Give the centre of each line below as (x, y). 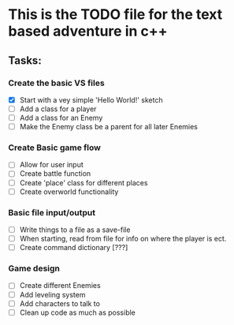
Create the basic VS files (56, 83)
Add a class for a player (58, 109)
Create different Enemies (60, 286)
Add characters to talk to (60, 303)
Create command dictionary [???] (74, 248)
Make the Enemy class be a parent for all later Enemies (109, 127)
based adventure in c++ (88, 31)
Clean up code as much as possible (78, 312)
